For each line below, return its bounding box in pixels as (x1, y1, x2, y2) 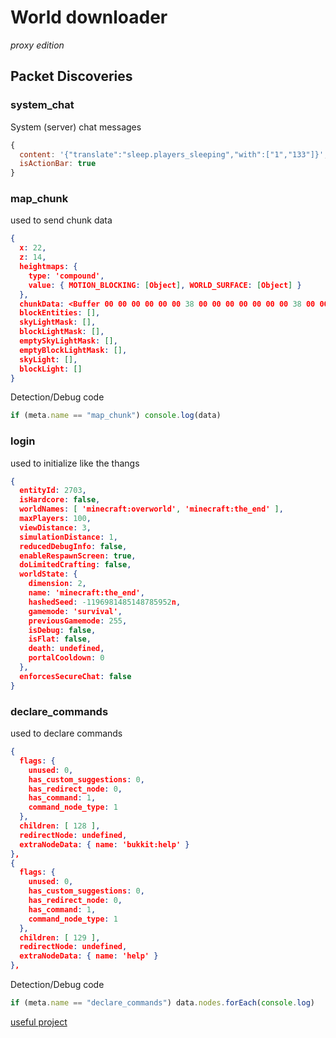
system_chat (10, 98, 75, 112)
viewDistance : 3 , (19, 522, 92, 533)
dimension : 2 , (28, 579, 87, 589)
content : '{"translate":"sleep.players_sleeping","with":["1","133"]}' (19, 149, 325, 160)
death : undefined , (28, 644, 105, 654)
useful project (10, 1016, 68, 1028)
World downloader (10, 6, 168, 29)
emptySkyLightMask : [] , (19, 336, 118, 346)
